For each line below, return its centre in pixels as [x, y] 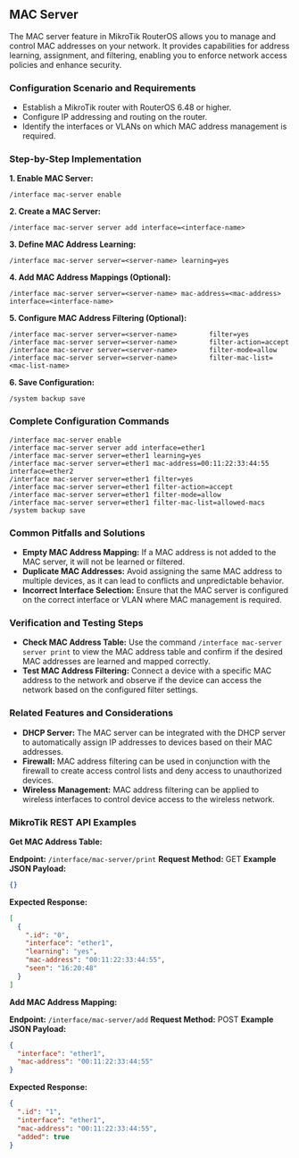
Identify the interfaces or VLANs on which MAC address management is [154, 127]
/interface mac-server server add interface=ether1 [107, 448]
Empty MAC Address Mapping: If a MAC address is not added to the [149, 552]
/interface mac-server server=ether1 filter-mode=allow [115, 494]
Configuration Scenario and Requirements [103, 88]
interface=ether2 [42, 471]
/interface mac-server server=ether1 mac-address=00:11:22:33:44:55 [139, 463]
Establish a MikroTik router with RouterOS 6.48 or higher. [127, 107]
